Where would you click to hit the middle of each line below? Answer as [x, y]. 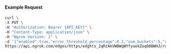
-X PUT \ [14, 23]
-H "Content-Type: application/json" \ [47, 32]
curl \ [12, 18]
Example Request [24, 7]
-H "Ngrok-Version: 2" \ [31, 37]
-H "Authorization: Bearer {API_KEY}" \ [48, 27]
